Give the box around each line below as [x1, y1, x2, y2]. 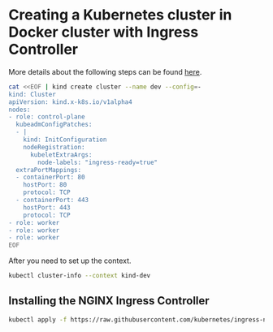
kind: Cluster [8, 90, 57, 98]
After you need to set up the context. [8, 256, 132, 265]
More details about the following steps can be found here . [8, 67, 202, 76]
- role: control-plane [8, 113, 85, 121]
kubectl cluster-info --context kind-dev [8, 272, 151, 280]
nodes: [8, 106, 31, 114]
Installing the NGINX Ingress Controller [8, 294, 210, 308]
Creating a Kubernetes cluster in [8, 6, 232, 24]
